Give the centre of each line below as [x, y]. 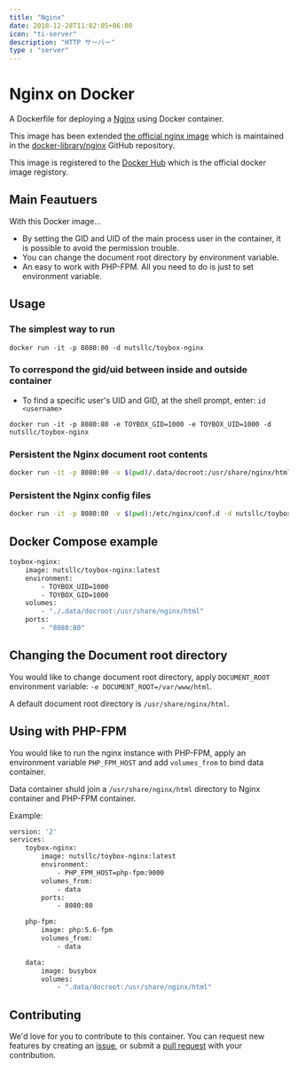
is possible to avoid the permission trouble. [101, 247]
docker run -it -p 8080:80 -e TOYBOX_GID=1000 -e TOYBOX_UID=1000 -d [141, 424]
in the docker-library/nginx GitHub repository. [92, 145]
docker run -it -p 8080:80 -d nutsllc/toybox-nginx [106, 348]
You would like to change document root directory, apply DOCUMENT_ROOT [140, 677]
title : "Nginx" [37, 17]
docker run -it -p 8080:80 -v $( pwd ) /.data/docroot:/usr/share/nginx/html [150, 473]
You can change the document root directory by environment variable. [150, 257]
